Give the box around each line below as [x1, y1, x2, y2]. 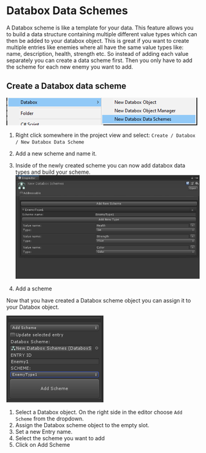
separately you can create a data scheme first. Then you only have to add [6, 56, 193, 64]
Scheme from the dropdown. [15, 415, 84, 422]
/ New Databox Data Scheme [15, 139, 85, 145]
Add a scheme [15, 285, 52, 292]
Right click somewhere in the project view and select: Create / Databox [15, 131, 196, 139]
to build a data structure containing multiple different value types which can [6, 30, 197, 37]
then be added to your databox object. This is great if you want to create [6, 37, 189, 44]
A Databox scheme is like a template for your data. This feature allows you [6, 24, 194, 31]
